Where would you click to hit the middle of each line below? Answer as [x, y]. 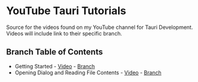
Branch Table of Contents [55, 52]
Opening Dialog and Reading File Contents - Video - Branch [88, 73]
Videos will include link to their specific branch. [64, 33]
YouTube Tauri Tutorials [66, 11]
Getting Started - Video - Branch [55, 66]
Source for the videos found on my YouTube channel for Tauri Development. [100, 27]
